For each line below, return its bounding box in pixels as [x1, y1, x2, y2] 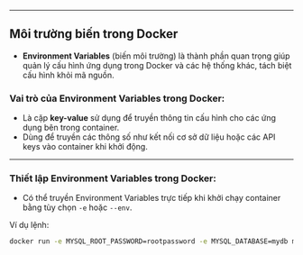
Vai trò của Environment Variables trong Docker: [9, 92, 225, 105]
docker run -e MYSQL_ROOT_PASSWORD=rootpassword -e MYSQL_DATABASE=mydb [9, 237, 289, 246]
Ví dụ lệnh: [9, 220, 50, 231]
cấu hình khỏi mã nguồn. [22, 69, 115, 80]
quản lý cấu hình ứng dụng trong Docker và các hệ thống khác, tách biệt [22, 59, 292, 70]
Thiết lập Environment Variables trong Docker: [9, 172, 216, 185]
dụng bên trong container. [22, 123, 120, 133]
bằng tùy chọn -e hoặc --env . [22, 202, 133, 213]
